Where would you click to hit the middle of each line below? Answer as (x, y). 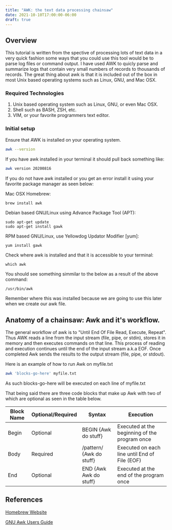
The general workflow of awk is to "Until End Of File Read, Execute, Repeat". (86, 332)
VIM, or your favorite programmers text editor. (61, 115)
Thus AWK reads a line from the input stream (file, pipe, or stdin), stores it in (85, 338)
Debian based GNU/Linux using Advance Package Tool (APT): (71, 213)
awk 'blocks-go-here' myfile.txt (41, 374)
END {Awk (94, 469)
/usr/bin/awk (19, 289)
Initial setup (20, 129)
